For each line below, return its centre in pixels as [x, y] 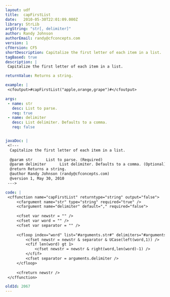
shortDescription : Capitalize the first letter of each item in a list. [83, 52]
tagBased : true [21, 57]
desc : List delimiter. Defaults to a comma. [60, 122]
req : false [24, 127]
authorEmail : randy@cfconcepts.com [43, 39]
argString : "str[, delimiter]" [38, 29]
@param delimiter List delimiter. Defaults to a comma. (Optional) [88, 164]
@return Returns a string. [38, 169]
